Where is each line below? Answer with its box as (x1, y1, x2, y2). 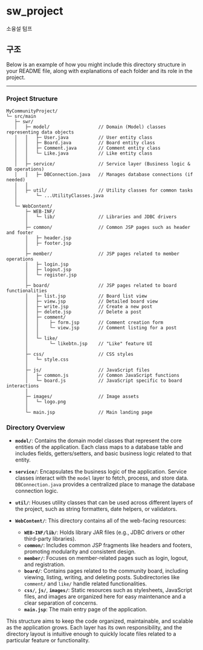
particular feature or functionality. (6, 637, 90, 644)
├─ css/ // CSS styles (25, 352, 134, 358)
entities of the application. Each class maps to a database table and (14, 443, 183, 451)
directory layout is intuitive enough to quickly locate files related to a (6, 630, 176, 638)
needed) (6, 177, 26, 183)
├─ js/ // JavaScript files (25, 367, 150, 373)
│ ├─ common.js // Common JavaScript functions (25, 373, 180, 379)
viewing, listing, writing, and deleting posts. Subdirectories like (24, 574, 180, 581)
